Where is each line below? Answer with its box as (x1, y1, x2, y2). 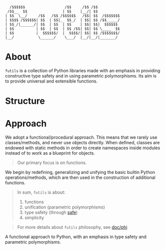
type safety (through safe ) (24, 209, 78, 215)
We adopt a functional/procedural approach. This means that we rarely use (5, 134, 158, 140)
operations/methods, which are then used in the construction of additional (5, 174, 156, 180)
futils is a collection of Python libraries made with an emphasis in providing (5, 67, 161, 74)
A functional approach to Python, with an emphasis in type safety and (5, 234, 147, 240)
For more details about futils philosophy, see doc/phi (17, 224, 128, 230)
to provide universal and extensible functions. (5, 78, 98, 84)
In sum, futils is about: (17, 189, 66, 195)
